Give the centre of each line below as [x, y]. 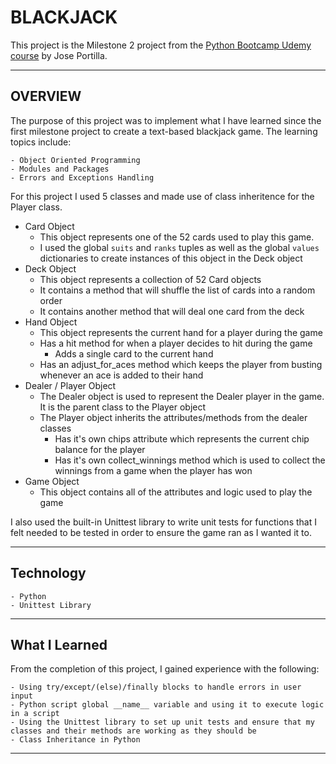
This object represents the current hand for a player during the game [181, 332]
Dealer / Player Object [70, 385]
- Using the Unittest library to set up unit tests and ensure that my [162, 722]
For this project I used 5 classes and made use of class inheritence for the [162, 196]
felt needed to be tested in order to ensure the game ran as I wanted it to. [161, 532]
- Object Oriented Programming [75, 160]
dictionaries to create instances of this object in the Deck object [171, 258]
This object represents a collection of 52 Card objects [150, 279]
